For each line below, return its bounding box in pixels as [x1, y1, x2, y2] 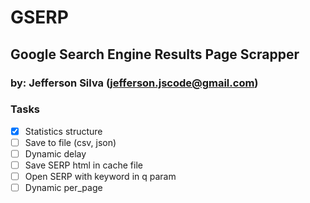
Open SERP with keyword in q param [24, 171, 177, 183]
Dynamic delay [24, 147, 87, 160]
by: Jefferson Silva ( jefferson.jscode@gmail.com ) [10, 76, 259, 90]
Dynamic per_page [24, 182, 103, 194]
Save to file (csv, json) [24, 136, 117, 148]
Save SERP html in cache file [24, 159, 143, 171]
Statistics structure [24, 125, 103, 137]
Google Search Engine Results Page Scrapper [10, 46, 300, 63]
